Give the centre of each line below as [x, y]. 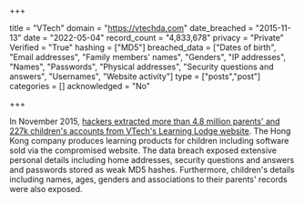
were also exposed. [46, 189]
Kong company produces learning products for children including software [149, 141]
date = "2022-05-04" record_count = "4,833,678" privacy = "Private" [153, 38]
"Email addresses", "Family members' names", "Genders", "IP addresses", [148, 57]
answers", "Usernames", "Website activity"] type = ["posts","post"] [135, 76]
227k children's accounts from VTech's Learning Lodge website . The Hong [150, 131]
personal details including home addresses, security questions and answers [152, 160]
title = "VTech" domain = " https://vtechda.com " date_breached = [132, 28]
